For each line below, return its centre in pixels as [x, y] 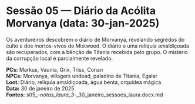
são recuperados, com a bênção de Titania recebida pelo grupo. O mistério [97, 52]
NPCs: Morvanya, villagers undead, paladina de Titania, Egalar [82, 76]
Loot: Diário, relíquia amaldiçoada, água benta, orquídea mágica [84, 82]
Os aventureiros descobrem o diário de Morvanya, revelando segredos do [95, 39]
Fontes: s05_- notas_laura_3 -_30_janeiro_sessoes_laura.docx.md [85, 95]
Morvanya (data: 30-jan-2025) [83, 23]
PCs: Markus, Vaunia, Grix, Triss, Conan [55, 69]
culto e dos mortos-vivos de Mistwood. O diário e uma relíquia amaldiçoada [98, 46]
